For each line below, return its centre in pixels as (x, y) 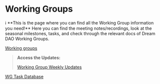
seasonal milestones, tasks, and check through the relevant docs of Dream (80, 33)
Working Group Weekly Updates (49, 67)
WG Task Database (24, 76)
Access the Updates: (39, 58)
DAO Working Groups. (27, 39)
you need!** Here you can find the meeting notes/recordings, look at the (79, 28)
